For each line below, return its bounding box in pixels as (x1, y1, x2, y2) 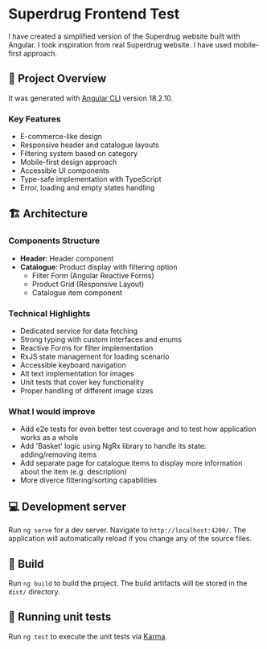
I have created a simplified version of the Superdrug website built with (8, 31, 240, 41)
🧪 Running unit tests (8, 610, 112, 624)
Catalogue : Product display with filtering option (19, 262, 178, 272)
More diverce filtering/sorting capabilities (19, 475, 158, 485)
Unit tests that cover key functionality (19, 377, 145, 387)
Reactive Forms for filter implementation (19, 343, 154, 353)
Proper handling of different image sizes (19, 386, 154, 396)
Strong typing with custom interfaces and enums (19, 335, 183, 344)
